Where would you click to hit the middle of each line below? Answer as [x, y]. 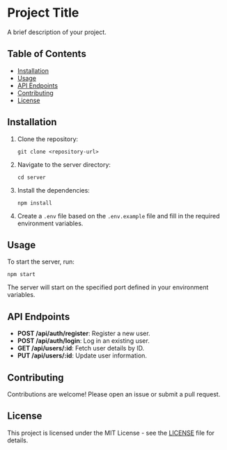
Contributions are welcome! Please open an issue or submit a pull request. [114, 394]
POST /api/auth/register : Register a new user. [84, 334]
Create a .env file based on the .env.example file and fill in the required [119, 216]
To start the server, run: [41, 262]
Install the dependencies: [54, 190]
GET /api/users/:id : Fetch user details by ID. [81, 348]
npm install [34, 203]
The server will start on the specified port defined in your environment [108, 287]
